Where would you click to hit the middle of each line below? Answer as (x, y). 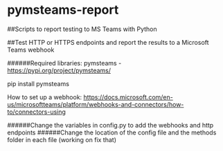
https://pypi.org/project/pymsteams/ (59, 70)
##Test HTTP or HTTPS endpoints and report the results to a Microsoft (108, 42)
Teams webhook (31, 50)
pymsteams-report (63, 10)
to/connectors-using (36, 112)
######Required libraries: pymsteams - (64, 63)
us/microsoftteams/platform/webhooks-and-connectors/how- (96, 104)
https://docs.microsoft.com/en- (128, 97)
